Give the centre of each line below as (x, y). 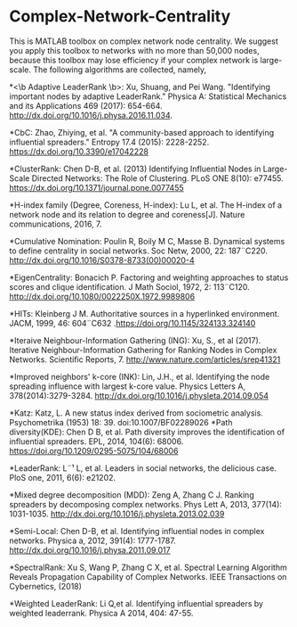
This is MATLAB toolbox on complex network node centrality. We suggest (144, 41)
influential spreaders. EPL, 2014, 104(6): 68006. (96, 441)
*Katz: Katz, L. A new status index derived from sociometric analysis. (136, 413)
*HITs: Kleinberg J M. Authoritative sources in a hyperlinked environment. (144, 313)
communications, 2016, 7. (56, 224)
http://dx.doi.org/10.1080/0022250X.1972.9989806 (102, 296)
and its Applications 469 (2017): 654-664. (86, 105)
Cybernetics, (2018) (46, 586)
